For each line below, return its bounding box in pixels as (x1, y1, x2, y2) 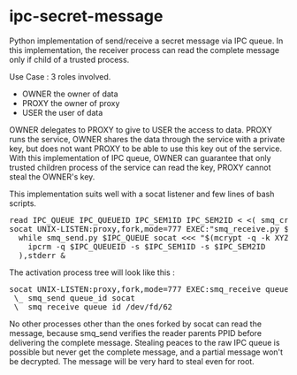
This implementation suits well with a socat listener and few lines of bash (9, 188, 275, 199)
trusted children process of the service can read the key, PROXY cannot (9, 162, 271, 172)
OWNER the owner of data (21, 88, 118, 99)
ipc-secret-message (9, 6, 164, 27)
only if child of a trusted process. (9, 54, 130, 65)
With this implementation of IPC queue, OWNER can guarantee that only (9, 152, 271, 163)
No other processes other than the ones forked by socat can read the (9, 318, 263, 329)
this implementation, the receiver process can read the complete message (9, 44, 280, 55)
